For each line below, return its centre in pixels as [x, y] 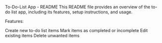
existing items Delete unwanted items [42, 36]
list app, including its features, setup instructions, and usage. [72, 12]
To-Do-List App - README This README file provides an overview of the [78, 7]
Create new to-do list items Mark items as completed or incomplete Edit [76, 30]
